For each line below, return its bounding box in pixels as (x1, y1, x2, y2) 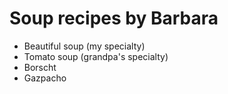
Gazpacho (23, 72, 67, 84)
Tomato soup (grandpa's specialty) (23, 50, 169, 62)
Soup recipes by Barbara (9, 7, 219, 30)
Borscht (23, 61, 57, 73)
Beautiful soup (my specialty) (23, 40, 146, 52)
